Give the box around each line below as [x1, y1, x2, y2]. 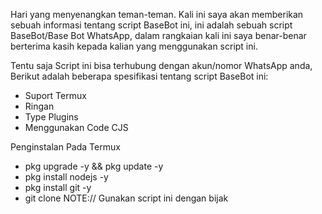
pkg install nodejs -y [24, 171, 109, 183]
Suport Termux [24, 90, 87, 101]
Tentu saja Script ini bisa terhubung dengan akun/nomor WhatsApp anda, [10, 60, 313, 71]
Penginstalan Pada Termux [10, 141, 121, 153]
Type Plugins [24, 111, 79, 123]
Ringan [24, 100, 55, 112]
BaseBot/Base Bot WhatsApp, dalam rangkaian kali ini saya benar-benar [10, 30, 307, 41]
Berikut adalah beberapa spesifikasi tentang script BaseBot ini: [10, 70, 269, 82]
